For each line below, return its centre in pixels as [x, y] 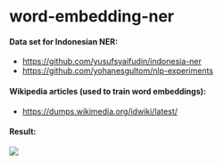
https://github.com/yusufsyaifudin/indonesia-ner [112, 62]
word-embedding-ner [92, 16]
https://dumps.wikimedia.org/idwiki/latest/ [100, 111]
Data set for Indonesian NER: [64, 41]
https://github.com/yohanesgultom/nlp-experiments [118, 71]
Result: [23, 132]
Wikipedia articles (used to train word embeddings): [108, 91]
